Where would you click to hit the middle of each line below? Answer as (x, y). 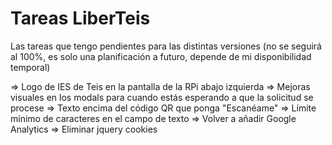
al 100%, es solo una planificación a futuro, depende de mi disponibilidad (161, 56)
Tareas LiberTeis (80, 18)
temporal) (30, 67)
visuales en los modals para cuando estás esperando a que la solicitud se (162, 97)
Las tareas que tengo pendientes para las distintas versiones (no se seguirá (166, 46)
